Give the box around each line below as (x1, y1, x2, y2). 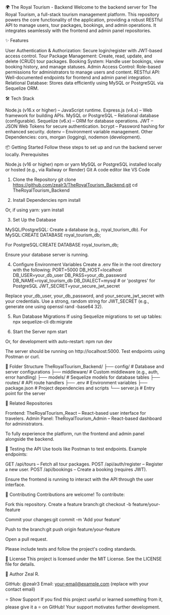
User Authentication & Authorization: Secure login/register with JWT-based (5, 48, 162, 53)
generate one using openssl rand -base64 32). (5, 304, 103, 309)
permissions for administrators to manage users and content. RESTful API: (5, 69, 161, 75)
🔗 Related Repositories (5, 400, 53, 406)
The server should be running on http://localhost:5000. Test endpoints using (5, 348, 165, 354)
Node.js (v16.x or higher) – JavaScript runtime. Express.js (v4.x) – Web (5, 107, 153, 113)
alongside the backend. (5, 436, 54, 442)
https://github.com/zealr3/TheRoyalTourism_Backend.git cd (12, 182, 138, 188)
